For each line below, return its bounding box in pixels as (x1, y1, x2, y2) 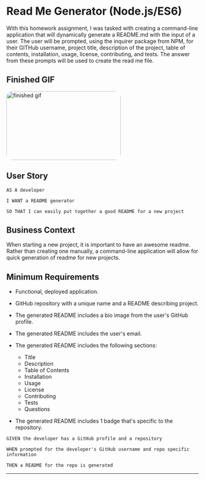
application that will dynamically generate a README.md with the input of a (6, 31, 195, 38)
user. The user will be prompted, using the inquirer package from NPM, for (6, 37, 194, 45)
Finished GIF (6, 75, 55, 85)
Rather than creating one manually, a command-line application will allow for (6, 247, 198, 255)
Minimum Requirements (6, 272, 99, 282)
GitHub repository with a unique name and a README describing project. (15, 300, 199, 307)
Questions (24, 405, 51, 413)
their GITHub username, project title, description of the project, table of (6, 44, 185, 51)
